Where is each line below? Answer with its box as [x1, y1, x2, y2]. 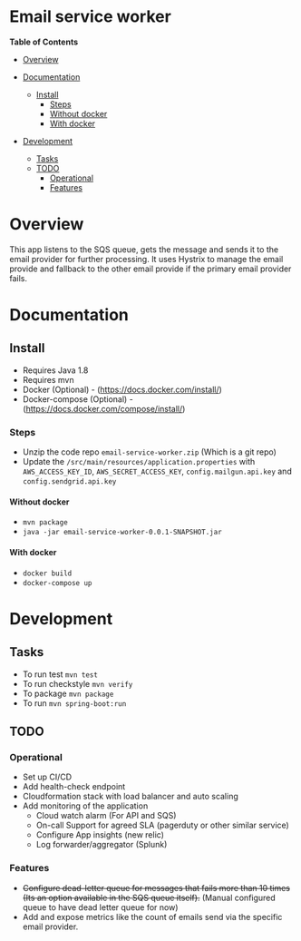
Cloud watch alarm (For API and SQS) [35, 810, 177, 821]
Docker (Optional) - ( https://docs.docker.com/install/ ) [22, 384, 222, 395]
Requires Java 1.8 [22, 365, 89, 376]
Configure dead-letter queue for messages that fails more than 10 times [22, 882, 291, 893]
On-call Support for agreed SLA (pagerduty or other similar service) [35, 819, 290, 831]
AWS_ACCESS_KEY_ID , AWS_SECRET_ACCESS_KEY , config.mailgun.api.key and [22, 466, 292, 477]
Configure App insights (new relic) [35, 829, 165, 840]
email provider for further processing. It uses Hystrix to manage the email [9, 253, 284, 264]
